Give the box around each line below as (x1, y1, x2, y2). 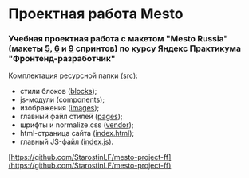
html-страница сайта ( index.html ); (19, 129, 135, 138)
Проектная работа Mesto (8, 5, 184, 23)
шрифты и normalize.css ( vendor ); (19, 120, 134, 130)
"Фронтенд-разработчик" (8, 53, 116, 64)
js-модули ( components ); (19, 95, 105, 104)
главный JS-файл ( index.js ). (19, 137, 114, 147)
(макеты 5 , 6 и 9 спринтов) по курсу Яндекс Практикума (8, 43, 242, 54)
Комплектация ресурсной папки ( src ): (8, 71, 138, 80)
